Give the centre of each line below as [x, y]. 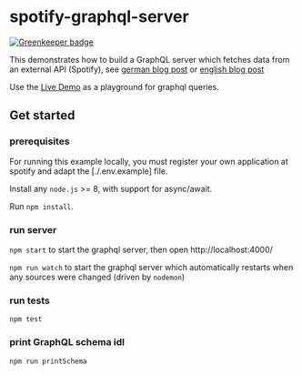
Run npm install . [42, 206]
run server [33, 229]
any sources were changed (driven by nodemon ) [97, 277]
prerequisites [40, 141]
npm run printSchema [49, 361]
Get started [42, 116]
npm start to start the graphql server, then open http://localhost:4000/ [141, 249]
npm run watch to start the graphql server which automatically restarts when [151, 267]
